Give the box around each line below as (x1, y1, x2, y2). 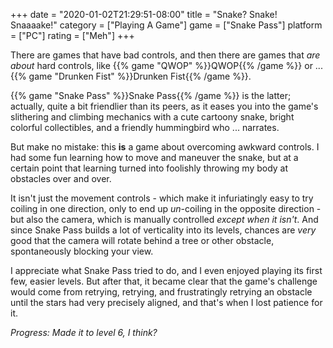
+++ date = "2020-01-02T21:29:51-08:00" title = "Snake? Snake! (10, 9, 278, 20)
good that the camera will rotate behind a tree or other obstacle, (10, 235, 275, 246)
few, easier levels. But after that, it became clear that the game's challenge (10, 275, 318, 287)
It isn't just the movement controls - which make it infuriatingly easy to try (10, 192, 314, 204)
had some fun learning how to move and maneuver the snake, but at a (10, 152, 299, 163)
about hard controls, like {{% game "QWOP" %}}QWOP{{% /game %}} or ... (10, 60, 323, 71)
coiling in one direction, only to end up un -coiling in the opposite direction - (10, 203, 322, 214)
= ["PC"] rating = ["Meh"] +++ (10, 30, 135, 41)
